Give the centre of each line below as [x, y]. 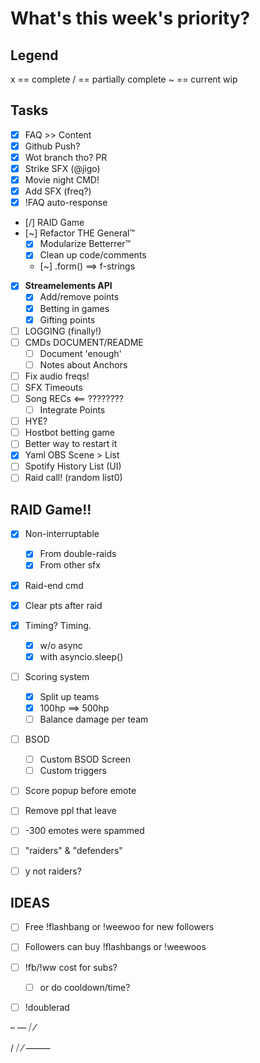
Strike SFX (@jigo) [62, 168]
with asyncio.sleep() [81, 656]
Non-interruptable [62, 534]
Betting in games [74, 308]
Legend [34, 55]
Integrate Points [72, 410]
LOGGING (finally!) [63, 331]
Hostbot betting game [69, 433]
